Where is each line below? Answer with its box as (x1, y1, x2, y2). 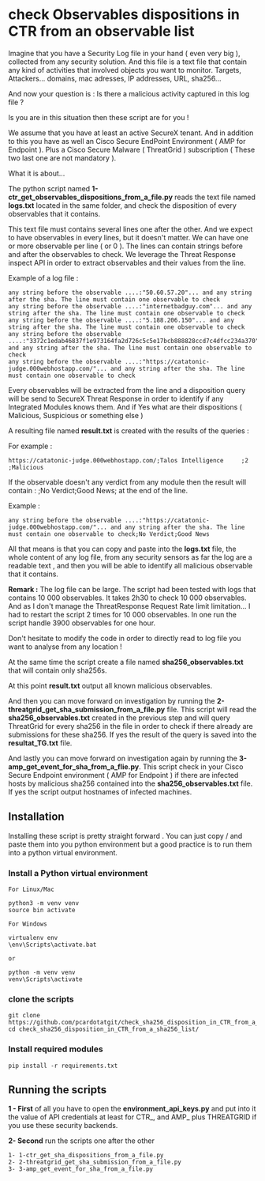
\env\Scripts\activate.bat (8, 941, 97, 949)
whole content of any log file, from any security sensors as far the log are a (8, 552, 252, 562)
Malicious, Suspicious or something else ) (8, 410, 144, 420)
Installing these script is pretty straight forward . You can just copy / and (8, 831, 243, 840)
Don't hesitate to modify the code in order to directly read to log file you (8, 633, 242, 643)
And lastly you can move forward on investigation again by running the (8, 753, 238, 763)
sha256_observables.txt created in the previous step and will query (8, 713, 230, 723)
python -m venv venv (8, 968, 77, 977)
